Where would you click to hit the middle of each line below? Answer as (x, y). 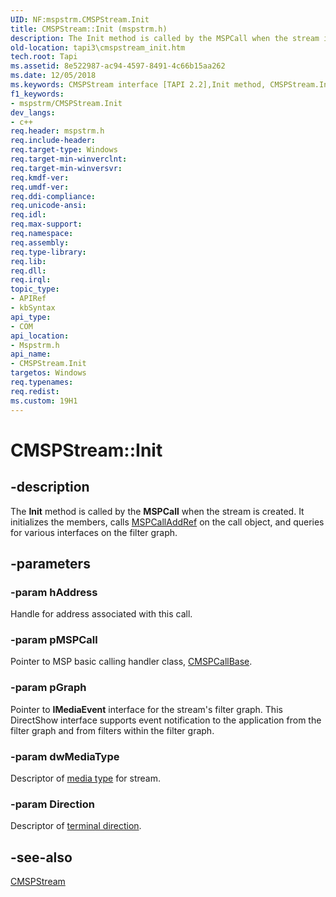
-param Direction (52, 804)
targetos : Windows (48, 373)
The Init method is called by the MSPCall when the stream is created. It (157, 511)
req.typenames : (42, 382)
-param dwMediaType (65, 756)
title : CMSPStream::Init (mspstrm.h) (89, 29)
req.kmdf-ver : (40, 177)
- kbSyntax (33, 308)
